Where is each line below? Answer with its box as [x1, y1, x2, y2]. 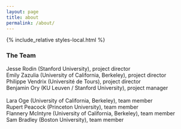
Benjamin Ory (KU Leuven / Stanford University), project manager [6, 84, 168, 91]
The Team [6, 52, 36, 60]
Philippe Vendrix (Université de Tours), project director [6, 77, 141, 85]
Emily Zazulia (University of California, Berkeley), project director [6, 71, 167, 79]
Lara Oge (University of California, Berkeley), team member [6, 97, 153, 104]
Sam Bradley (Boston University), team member [6, 116, 124, 123]
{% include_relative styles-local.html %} [6, 37, 105, 44]
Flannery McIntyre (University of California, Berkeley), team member [6, 109, 176, 117]
